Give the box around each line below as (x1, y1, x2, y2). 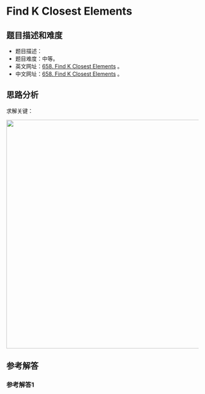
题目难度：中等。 (15, 55, 59, 62)
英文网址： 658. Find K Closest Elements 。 (15, 63, 123, 70)
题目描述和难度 (6, 30, 63, 40)
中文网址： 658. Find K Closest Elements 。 (15, 70, 123, 77)
